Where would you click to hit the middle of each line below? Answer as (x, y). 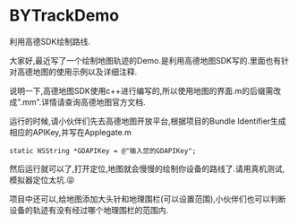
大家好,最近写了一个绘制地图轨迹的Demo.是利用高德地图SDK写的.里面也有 (145, 60)
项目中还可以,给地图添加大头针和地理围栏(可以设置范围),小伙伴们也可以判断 (148, 199)
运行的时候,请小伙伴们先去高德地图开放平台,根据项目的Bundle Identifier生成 (148, 121)
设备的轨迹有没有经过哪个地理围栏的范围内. (89, 210)
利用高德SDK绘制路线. (50, 41)
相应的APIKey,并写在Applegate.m (71, 132)
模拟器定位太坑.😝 (42, 179)
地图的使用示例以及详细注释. (85, 72)
